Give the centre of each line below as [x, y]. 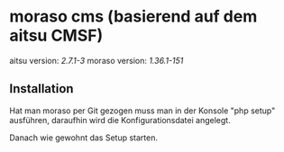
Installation [41, 89]
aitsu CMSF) [56, 36]
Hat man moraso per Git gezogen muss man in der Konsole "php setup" [142, 111]
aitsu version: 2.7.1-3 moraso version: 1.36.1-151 [96, 60]
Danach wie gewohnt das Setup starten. [83, 138]
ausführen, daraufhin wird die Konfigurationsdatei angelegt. [120, 120]
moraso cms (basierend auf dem [133, 17]
